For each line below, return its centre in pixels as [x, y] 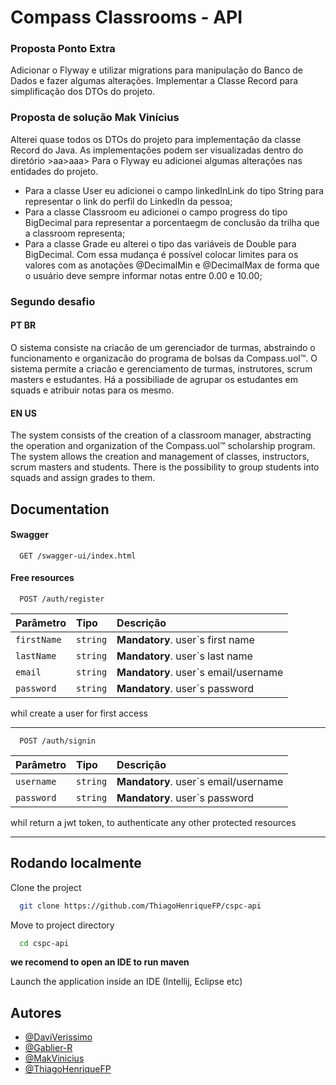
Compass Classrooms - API [126, 17]
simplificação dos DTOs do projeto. [83, 92]
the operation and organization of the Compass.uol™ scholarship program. [163, 446]
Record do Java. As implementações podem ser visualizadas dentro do [157, 150]
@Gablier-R [48, 1048]
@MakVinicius [54, 1058]
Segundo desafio [53, 301]
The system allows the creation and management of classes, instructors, [160, 457]
